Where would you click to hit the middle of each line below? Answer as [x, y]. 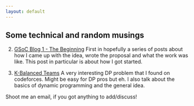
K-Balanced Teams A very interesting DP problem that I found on [92, 73]
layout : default [25, 11]
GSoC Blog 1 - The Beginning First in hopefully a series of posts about [98, 49]
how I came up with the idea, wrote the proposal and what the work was [101, 56]
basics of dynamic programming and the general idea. [79, 86]
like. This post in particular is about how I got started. [78, 61]
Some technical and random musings [75, 35]
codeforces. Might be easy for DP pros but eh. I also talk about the [94, 79]
